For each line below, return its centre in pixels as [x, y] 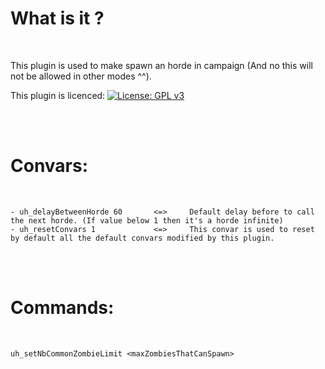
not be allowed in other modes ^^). [81, 76]
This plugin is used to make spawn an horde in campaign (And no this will [161, 65]
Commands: [62, 308]
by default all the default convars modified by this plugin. [142, 238]
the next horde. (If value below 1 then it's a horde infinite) [147, 220]
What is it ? [57, 18]
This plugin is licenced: [58, 95]
